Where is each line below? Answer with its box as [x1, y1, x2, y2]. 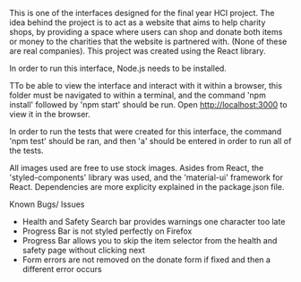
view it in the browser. [9, 109, 91, 119]
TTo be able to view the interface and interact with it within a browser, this [9, 81, 282, 90]
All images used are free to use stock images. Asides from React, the [9, 163, 264, 173]
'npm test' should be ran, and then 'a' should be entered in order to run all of [9, 136, 292, 146]
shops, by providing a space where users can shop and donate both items [9, 27, 283, 37]
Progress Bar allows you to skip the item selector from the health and [21, 235, 278, 245]
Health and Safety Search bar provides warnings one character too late [21, 217, 286, 226]
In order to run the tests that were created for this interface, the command [9, 126, 282, 137]
